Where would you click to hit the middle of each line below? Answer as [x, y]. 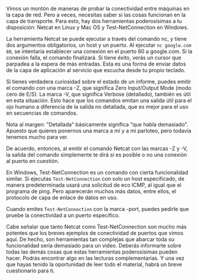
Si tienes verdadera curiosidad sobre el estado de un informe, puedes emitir [99, 82]
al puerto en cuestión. [33, 161]
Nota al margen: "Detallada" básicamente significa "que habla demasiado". [97, 124]
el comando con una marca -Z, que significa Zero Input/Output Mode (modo [99, 88]
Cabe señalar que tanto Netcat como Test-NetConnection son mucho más [97, 227]
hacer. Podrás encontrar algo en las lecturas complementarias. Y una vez [95, 258]
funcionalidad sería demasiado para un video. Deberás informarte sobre [94, 245]
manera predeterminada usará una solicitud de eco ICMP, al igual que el [94, 185]
